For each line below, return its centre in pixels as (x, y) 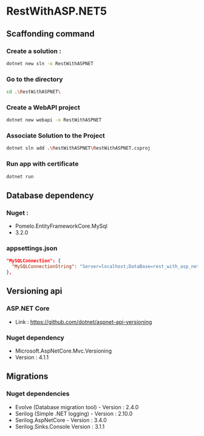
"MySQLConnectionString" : (45, 267)
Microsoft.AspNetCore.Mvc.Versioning (63, 351)
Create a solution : (34, 51)
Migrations (27, 377)
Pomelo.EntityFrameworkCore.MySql (61, 226)
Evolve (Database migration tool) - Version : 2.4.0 (77, 407)
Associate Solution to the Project (56, 136)
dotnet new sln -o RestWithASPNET (50, 63)
